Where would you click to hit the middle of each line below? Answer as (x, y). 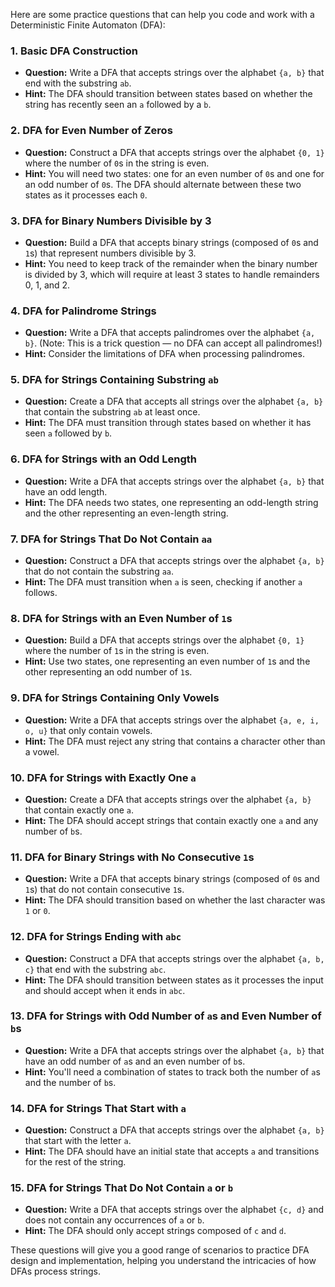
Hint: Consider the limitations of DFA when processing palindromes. (164, 354)
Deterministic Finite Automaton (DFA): (88, 25)
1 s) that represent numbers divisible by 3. (110, 253)
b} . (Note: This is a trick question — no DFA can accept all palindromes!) (173, 343)
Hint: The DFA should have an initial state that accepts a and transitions (172, 1151)
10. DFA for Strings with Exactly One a (103, 777)
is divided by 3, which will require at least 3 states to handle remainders (172, 274)
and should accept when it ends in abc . (105, 990)
